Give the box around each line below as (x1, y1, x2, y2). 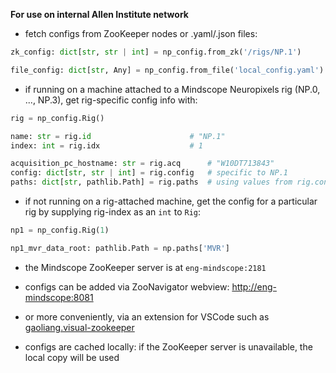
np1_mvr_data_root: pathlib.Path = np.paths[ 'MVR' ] (10, 243, 230, 253)
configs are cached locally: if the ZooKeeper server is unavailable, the (24, 340, 313, 353)
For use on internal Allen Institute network (10, 9, 189, 20)
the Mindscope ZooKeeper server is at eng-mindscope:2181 (24, 261, 267, 273)
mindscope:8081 (24, 291, 94, 303)
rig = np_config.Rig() (10, 113, 105, 123)
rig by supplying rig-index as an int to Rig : (24, 206, 202, 218)
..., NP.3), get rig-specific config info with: (24, 94, 198, 106)
